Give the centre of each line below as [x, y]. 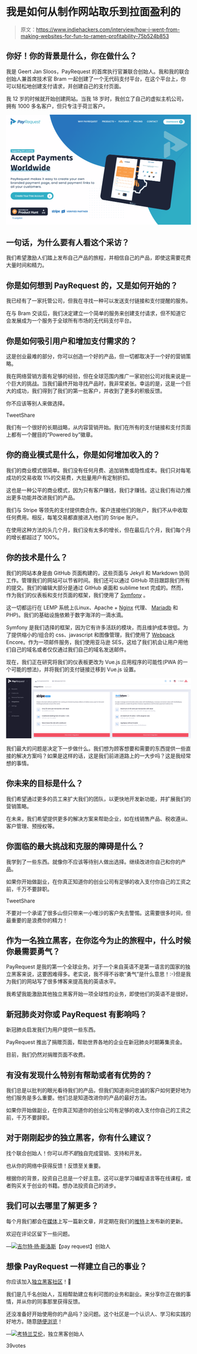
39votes [16, 1346]
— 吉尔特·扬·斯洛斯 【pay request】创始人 [58, 1246]
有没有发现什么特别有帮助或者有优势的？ [79, 1075]
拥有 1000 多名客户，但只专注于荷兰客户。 [57, 106]
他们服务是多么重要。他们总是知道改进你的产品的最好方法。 [78, 1098]
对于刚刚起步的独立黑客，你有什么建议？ [79, 1138]
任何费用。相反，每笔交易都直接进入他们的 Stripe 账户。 [74, 517]
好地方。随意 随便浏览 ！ [34, 1322]
